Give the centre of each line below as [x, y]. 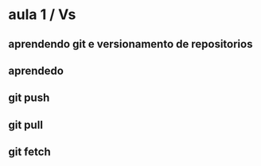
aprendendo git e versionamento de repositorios [130, 44]
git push [29, 98]
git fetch [29, 152]
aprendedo [36, 70]
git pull [26, 125]
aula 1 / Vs [42, 15]
